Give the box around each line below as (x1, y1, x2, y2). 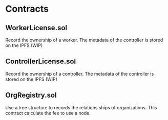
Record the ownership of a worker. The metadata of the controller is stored (5, 37, 163, 43)
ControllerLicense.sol (5, 57, 76, 66)
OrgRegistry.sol (5, 91, 57, 100)
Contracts (5, 3, 49, 15)
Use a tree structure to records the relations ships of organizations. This (5, 104, 157, 110)
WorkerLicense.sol (5, 23, 68, 32)
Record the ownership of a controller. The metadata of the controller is (5, 70, 154, 77)
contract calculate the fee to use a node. (5, 110, 91, 116)
